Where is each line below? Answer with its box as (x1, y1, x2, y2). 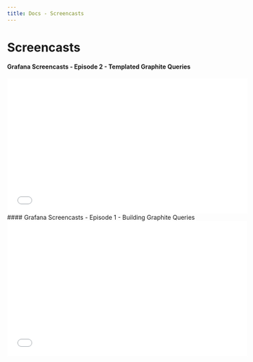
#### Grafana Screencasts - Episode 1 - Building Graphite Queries (7, 214, 195, 222)
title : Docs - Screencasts (7, 10, 84, 17)
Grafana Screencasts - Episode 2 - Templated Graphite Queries (7, 63, 191, 71)
